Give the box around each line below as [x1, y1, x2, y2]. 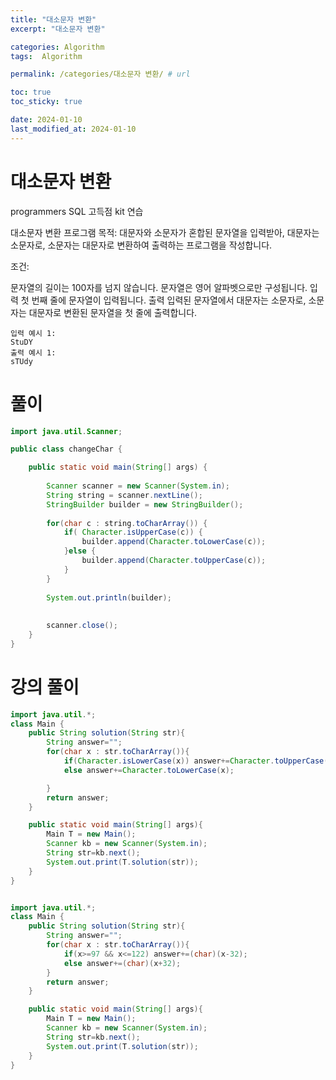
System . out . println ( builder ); [46, 592, 172, 603]
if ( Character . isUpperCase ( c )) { [63, 527, 203, 538]
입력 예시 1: [10, 328, 57, 338]
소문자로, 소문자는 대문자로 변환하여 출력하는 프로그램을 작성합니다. [10, 239, 273, 251]
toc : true [10, 87, 52, 98]
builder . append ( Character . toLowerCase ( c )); [81, 537, 267, 547]
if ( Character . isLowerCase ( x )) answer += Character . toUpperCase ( [63, 756, 329, 766]
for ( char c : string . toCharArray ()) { [46, 518, 208, 528]
